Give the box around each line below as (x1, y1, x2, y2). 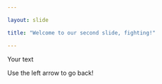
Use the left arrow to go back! (7, 68, 94, 77)
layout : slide (7, 16, 49, 23)
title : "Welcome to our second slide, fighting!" (7, 29, 156, 36)
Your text (7, 54, 34, 64)
